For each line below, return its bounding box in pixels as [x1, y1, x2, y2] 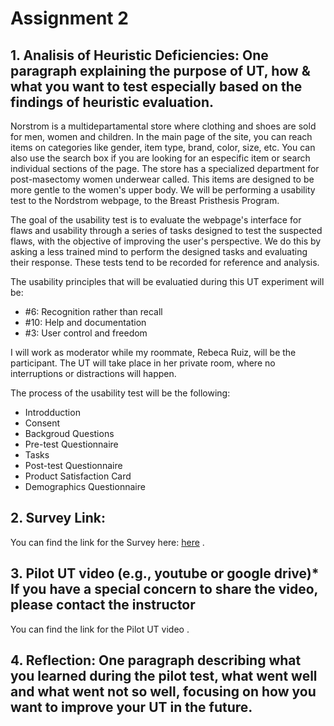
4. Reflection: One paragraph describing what [10, 652, 302, 669]
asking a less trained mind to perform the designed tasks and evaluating [10, 246, 308, 257]
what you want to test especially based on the [10, 78, 303, 95]
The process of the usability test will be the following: [10, 387, 231, 399]
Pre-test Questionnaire [24, 438, 119, 450]
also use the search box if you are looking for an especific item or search [10, 152, 311, 164]
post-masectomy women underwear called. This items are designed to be [10, 173, 315, 185]
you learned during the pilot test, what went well [10, 668, 318, 685]
